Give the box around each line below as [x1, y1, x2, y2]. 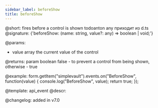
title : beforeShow [5, 12, 42, 17]
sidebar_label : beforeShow [5, 7, 60, 12]
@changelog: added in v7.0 [5, 97, 60, 103]
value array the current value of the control [12, 49, 99, 55]
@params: [5, 39, 26, 45]
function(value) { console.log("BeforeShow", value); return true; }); [5, 78, 139, 84]
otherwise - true [5, 64, 38, 70]
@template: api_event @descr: [5, 88, 67, 93]
